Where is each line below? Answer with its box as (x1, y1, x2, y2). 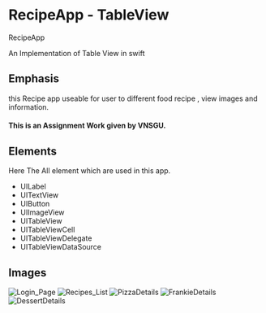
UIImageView (19, 207, 65, 217)
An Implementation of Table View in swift (8, 48, 145, 58)
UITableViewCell (19, 225, 75, 235)
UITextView (19, 190, 59, 200)
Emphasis (8, 72, 59, 86)
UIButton (19, 199, 50, 209)
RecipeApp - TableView (8, 6, 169, 24)
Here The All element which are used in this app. (8, 166, 171, 176)
